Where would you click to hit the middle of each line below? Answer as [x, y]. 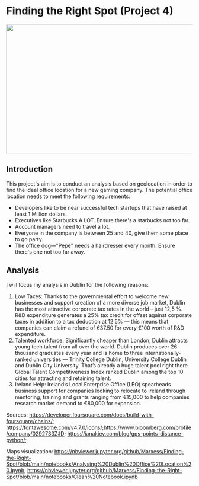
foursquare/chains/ [30, 421]
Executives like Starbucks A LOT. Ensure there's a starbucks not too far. [102, 220]
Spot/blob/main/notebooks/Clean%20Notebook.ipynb [72, 477]
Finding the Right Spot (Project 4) [90, 11]
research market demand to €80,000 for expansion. [78, 403]
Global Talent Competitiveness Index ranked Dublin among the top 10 [99, 372]
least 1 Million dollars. [41, 214]
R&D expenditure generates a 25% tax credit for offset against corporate [103, 315]
